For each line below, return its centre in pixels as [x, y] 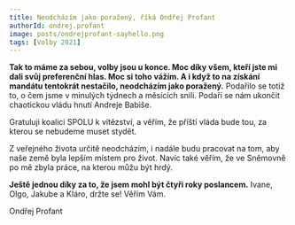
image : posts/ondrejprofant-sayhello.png [87, 34]
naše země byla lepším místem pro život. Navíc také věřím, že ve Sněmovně [147, 158]
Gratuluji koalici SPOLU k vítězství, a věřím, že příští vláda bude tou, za [138, 122]
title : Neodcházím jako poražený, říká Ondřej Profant [113, 17]
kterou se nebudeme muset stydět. [73, 132]
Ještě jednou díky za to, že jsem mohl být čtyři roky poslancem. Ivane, [141, 185]
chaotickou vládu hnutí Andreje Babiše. [81, 105]
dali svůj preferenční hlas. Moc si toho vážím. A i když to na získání [135, 77]
